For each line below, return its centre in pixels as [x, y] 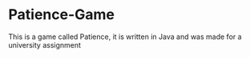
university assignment [45, 44]
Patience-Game [61, 15]
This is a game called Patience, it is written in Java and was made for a [125, 37]
